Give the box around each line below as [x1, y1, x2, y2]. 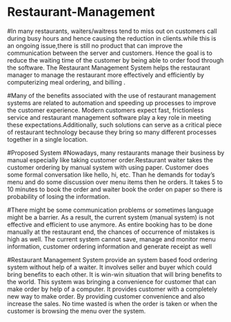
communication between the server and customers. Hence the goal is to [7, 49, 212, 57]
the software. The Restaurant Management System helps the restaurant [7, 63, 210, 72]
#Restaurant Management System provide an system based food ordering [7, 255, 218, 264]
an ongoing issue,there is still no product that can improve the [7, 41, 183, 50]
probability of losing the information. [7, 192, 110, 200]
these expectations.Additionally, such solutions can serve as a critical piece [7, 120, 222, 129]
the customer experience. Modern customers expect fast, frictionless [7, 106, 205, 114]
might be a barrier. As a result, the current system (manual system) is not [7, 213, 215, 221]
